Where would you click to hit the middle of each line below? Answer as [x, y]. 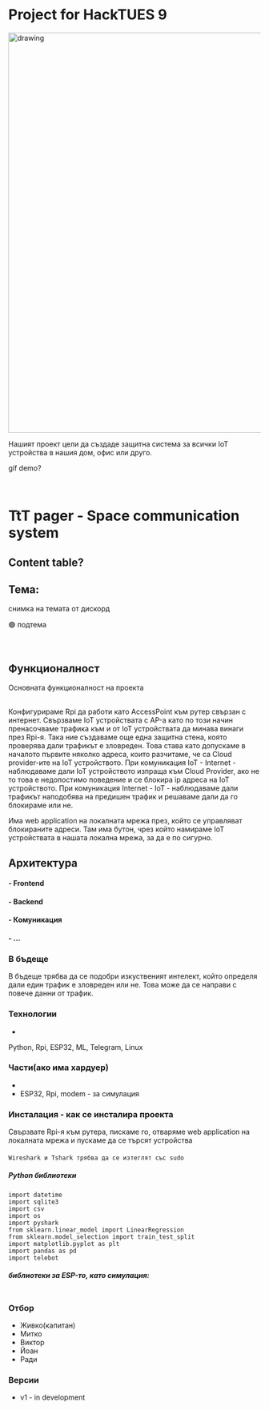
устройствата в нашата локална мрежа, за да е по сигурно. [110, 838]
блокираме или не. [41, 805]
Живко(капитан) [48, 1325]
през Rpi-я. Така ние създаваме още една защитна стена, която [118, 737]
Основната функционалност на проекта [76, 688]
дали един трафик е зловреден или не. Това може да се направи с [122, 985]
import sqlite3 [34, 1202]
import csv [26, 1209]
